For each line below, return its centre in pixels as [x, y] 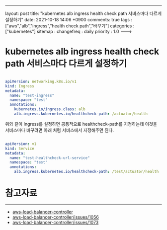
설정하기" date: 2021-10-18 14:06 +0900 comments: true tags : [69, 20]
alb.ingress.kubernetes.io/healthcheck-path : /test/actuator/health [86, 172]
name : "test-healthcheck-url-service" [50, 158]
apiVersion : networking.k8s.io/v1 [41, 81]
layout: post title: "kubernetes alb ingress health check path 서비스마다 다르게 [83, 13]
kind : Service [20, 149]
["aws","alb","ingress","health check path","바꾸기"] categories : [70, 26]
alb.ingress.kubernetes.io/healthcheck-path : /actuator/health [81, 114]
